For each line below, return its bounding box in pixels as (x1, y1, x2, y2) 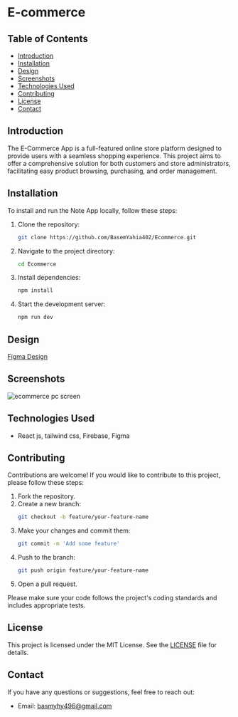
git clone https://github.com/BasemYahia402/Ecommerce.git (17, 234, 197, 241)
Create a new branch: (17, 500, 82, 508)
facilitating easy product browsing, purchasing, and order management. (7, 167, 217, 175)
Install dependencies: (17, 273, 81, 282)
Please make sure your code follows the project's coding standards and (7, 594, 217, 602)
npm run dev (17, 314, 53, 321)
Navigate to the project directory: (17, 246, 115, 255)
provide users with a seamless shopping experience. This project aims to (7, 151, 222, 160)
